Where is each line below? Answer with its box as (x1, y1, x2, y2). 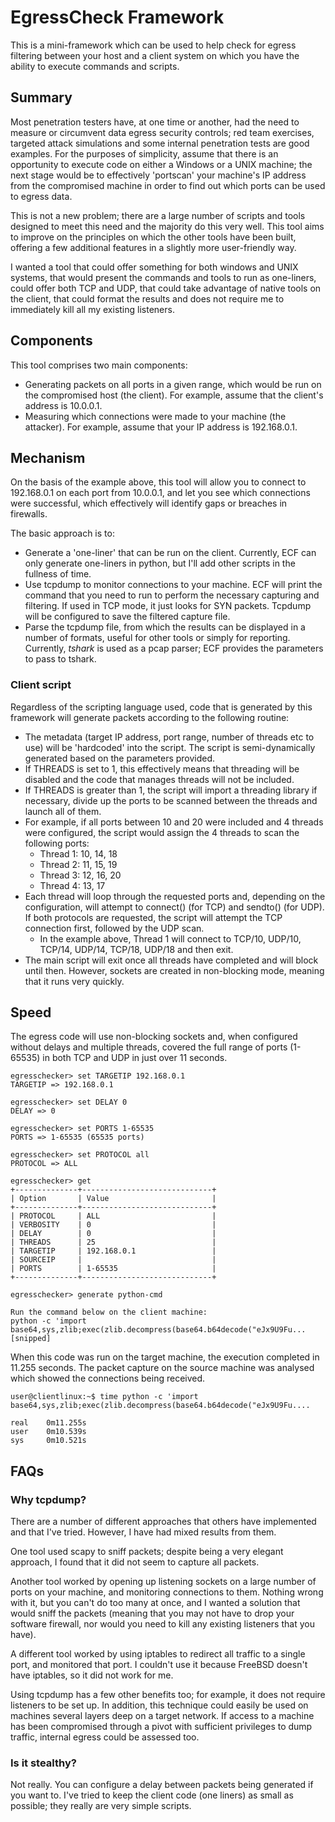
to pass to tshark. (24, 653, 97, 665)
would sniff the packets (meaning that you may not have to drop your (10, 1607, 295, 1620)
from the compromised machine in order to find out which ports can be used (10, 179, 326, 191)
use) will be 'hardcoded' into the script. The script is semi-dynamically (24, 741, 316, 753)
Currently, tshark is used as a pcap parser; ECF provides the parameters (24, 642, 324, 655)
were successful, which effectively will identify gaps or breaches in (10, 497, 288, 510)
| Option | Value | (10, 1194, 217, 1204)
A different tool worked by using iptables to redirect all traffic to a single (10, 1648, 306, 1660)
